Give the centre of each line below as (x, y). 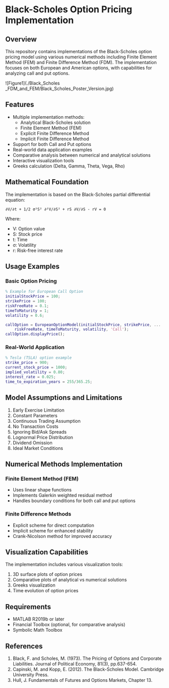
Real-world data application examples (52, 149)
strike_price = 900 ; (27, 363)
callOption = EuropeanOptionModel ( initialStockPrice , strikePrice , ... (83, 325)
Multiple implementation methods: (49, 117)
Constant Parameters (35, 415)
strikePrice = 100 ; (26, 301)
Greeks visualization (34, 585)
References (24, 646)
